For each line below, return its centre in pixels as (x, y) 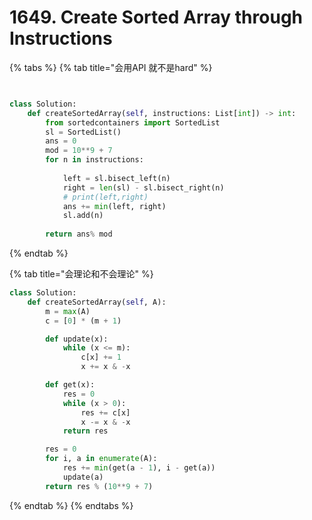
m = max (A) (68, 311)
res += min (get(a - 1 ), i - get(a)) (139, 468)
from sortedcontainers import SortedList (133, 122)
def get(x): (70, 385)
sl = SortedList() (83, 132)
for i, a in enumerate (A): (101, 459)
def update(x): (77, 339)
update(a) (83, 477)
